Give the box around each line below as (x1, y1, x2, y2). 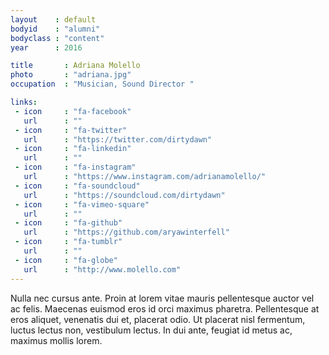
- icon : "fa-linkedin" (14, 144, 132, 154)
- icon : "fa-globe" (14, 255, 118, 265)
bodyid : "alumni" (10, 24, 101, 34)
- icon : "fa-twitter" (14, 125, 128, 135)
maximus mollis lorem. (10, 334, 103, 346)
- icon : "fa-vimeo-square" (14, 199, 150, 210)
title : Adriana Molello (10, 61, 141, 71)
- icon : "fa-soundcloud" (14, 181, 141, 191)
